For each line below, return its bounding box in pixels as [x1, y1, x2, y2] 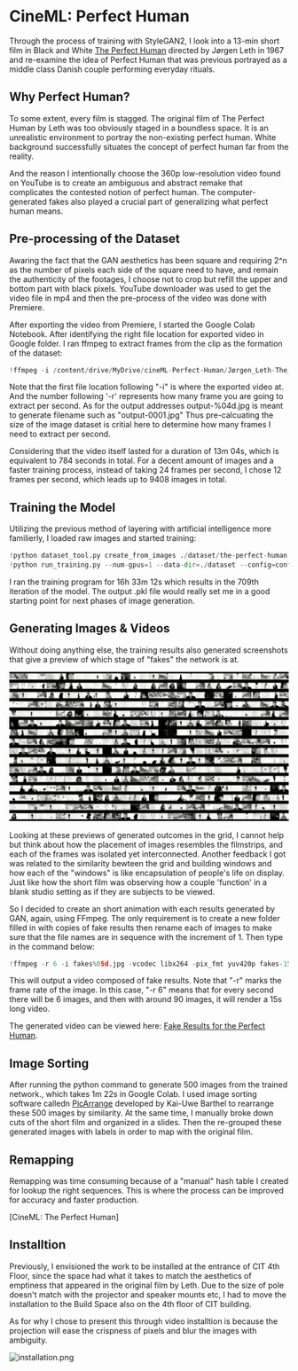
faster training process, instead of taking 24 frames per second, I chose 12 [9, 465, 282, 475]
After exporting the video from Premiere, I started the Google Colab [9, 319, 255, 330]
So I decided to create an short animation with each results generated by [9, 903, 276, 914]
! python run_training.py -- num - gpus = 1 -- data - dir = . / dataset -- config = [9, 560, 276, 569]
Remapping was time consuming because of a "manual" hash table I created [9, 1176, 289, 1187]
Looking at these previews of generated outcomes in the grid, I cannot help [9, 829, 285, 840]
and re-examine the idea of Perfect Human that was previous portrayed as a [9, 54, 288, 65]
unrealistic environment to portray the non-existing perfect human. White [9, 131, 277, 143]
